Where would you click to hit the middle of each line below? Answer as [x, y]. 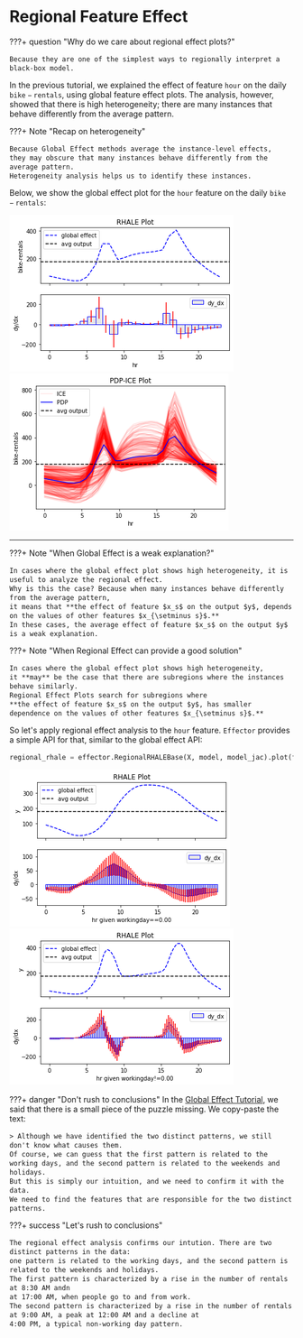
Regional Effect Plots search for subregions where [108, 695]
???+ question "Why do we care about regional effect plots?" [122, 42]
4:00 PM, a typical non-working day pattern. [96, 1324]
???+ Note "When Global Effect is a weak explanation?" [112, 553]
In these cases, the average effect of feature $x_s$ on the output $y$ [149, 624]
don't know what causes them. [66, 1145]
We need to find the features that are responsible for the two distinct [151, 1199]
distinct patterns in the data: [70, 1251]
